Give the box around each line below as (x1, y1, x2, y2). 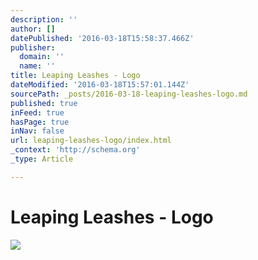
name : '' (19, 61, 56, 71)
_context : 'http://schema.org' (10, 145, 141, 155)
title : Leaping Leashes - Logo (10, 71, 141, 81)
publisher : (10, 42, 56, 53)
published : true (10, 98, 78, 108)
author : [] (10, 24, 56, 34)
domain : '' (19, 52, 65, 62)
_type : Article (10, 154, 74, 164)
